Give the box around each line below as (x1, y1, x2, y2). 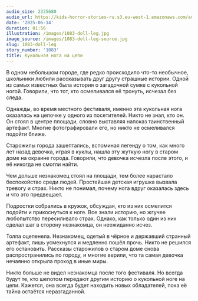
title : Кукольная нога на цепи (6, 53, 83, 58)
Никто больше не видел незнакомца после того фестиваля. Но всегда (6, 269, 183, 276)
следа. (6, 94, 23, 101)
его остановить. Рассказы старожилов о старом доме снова (6, 245, 160, 252)
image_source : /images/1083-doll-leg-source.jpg (6, 36, 128, 42)
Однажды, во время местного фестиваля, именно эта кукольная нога (6, 105, 183, 112)
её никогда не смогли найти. (6, 161, 78, 168)
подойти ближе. (6, 130, 47, 138)
